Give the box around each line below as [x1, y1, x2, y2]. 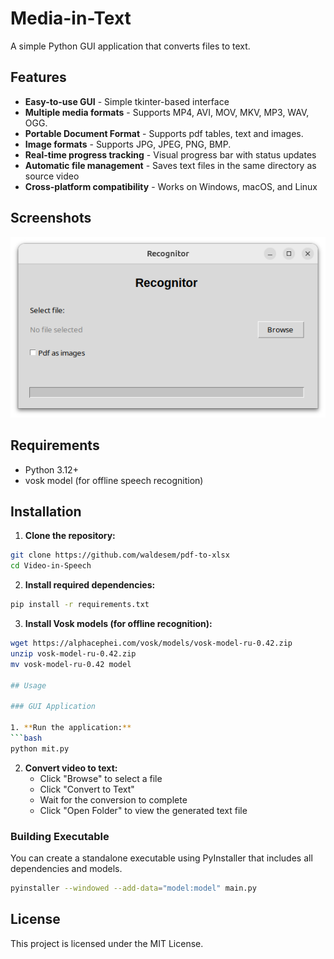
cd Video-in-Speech [10, 561, 92, 571]
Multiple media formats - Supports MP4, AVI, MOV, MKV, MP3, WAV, [24, 106, 310, 118]
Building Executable [10, 829, 110, 843]
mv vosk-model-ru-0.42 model [10, 659, 132, 669]
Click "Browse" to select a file [39, 772, 163, 784]
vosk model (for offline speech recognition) [24, 474, 204, 486]
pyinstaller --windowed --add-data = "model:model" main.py [10, 883, 257, 893]
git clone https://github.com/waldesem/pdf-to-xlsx [10, 550, 230, 561]
